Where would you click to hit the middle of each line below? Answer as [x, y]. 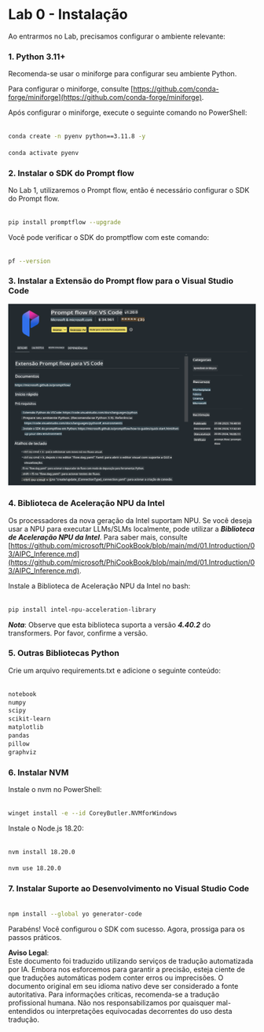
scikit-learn [29, 719]
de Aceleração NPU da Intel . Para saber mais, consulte [98, 537]
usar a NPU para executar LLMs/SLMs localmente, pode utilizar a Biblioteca [132, 529]
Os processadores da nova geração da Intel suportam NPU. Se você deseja [130, 520]
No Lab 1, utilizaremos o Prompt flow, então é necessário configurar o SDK [129, 190]
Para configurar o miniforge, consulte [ [71, 89]
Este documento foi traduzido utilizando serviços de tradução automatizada [131, 961]
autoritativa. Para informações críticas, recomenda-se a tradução [114, 995]
